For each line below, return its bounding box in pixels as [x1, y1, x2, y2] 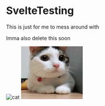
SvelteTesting [6, 4, 74, 17]
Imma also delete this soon [6, 34, 71, 41]
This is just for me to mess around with [6, 23, 100, 30]
